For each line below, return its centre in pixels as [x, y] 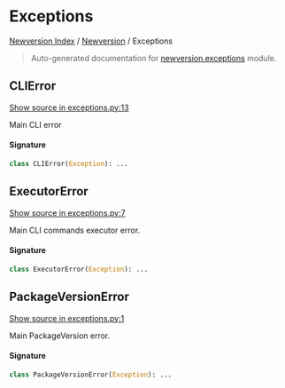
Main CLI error [35, 124]
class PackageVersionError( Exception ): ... [91, 375]
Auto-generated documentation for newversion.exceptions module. [154, 58]
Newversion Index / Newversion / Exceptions [91, 41]
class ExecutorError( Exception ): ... [79, 269]
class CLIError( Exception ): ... [69, 163]
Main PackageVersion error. [60, 336]
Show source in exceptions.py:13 [69, 107]
